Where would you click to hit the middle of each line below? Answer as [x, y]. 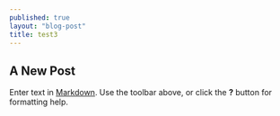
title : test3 [34, 34]
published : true [39, 18]
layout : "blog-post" [48, 26]
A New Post [43, 71]
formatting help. [39, 102]
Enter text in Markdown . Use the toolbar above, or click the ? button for [140, 93]
